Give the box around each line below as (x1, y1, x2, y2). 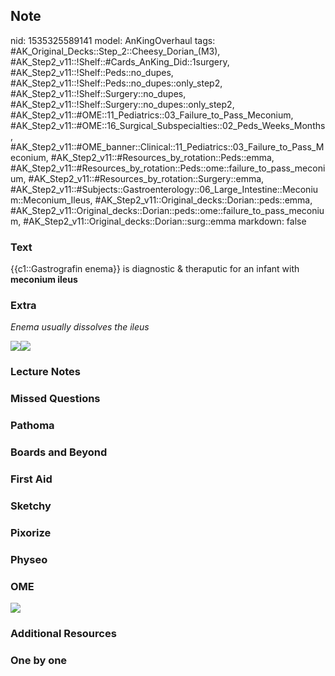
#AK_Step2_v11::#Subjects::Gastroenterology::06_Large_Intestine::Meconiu (10, 183, 319, 195)
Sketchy (10, 499, 52, 513)
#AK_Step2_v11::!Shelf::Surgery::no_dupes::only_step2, (10, 98, 235, 110)
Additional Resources (10, 627, 117, 640)
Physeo (10, 552, 48, 566)
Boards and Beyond (10, 445, 108, 459)
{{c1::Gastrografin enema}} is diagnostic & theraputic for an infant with (10, 263, 300, 275)
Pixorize (10, 525, 52, 539)
